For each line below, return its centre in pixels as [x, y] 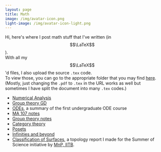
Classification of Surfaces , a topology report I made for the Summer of [83, 139]
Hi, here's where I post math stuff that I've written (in [58, 37]
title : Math [17, 14]
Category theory [29, 124]
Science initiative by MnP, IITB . [43, 145]
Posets [19, 129]
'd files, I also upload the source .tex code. [48, 73]
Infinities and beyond [33, 134]
